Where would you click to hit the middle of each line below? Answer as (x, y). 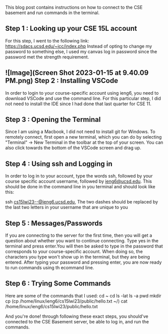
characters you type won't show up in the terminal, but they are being (78, 257)
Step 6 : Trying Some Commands (58, 284)
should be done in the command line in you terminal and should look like (80, 187)
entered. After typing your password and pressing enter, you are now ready (83, 262)
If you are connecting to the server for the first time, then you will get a (79, 235)
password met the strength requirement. (47, 57)
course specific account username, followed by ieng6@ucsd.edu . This (79, 181)
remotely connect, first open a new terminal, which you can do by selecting (83, 137)
